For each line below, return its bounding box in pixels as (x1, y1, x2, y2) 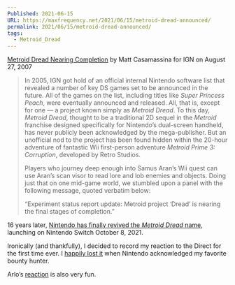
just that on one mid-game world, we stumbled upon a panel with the (24, 179, 224, 187)
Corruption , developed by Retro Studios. (24, 151, 141, 159)
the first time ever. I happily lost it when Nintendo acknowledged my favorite (7, 249, 227, 258)
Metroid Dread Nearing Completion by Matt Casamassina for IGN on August (7, 55, 226, 64)
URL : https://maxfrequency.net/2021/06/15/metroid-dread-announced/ (7, 17, 211, 24)
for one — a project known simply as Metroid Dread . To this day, (24, 106, 210, 115)
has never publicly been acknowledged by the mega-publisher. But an (24, 129, 227, 137)
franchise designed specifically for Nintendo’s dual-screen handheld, (24, 121, 224, 129)
